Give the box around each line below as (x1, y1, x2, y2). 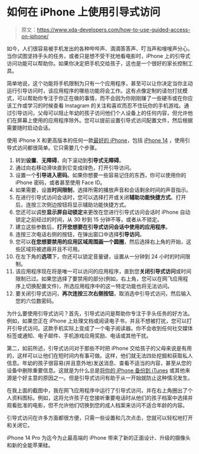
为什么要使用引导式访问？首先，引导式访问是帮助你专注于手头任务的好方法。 (6, 310, 193, 317)
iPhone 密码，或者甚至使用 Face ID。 (15, 179, 106, 186)
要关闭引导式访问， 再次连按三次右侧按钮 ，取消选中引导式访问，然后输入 (15, 289, 191, 297)
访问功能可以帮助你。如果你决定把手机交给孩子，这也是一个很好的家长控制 (6, 60, 188, 67)
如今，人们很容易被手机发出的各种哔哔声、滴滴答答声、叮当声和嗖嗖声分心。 (6, 45, 193, 52)
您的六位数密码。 (15, 297, 57, 304)
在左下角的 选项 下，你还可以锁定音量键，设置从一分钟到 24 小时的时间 (15, 253, 185, 260)
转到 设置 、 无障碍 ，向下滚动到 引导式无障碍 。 (15, 156, 125, 163)
